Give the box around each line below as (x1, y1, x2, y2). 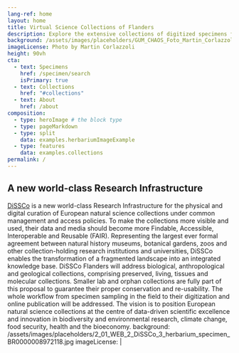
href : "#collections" (20, 90, 84, 97)
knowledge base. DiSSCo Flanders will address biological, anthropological (7, 261, 225, 270)
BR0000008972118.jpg (7, 337, 75, 346)
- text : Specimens (14, 63, 69, 70)
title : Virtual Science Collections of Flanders (7, 23, 154, 31)
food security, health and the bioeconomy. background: (7, 322, 171, 331)
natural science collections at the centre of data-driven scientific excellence (7, 307, 230, 315)
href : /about (20, 103, 59, 110)
